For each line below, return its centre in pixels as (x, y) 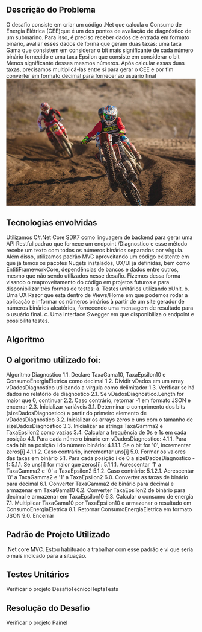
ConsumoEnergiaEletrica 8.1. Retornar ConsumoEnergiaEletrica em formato (99, 509)
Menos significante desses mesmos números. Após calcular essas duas (96, 63)
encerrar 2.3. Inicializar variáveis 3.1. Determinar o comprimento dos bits (96, 406)
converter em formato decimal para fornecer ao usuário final (81, 75)
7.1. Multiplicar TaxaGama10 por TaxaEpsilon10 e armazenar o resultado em (99, 503)
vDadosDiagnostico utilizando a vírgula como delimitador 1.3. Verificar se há (100, 387)
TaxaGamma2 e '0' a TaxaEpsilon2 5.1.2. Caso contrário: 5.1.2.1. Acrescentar (100, 471)
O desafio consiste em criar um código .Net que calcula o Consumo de (94, 24)
